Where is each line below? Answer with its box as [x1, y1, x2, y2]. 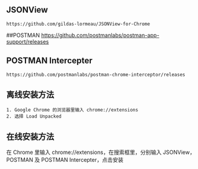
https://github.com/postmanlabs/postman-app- [41, 31, 159, 39]
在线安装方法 [6, 131, 54, 142]
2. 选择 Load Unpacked [6, 113, 62, 120]
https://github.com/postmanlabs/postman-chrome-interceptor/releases [6, 71, 186, 78]
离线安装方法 [6, 90, 54, 100]
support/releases [6, 38, 50, 45]
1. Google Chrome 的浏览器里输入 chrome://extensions [6, 107, 139, 113]
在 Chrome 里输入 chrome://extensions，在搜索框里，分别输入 [6, 148, 162, 156]
